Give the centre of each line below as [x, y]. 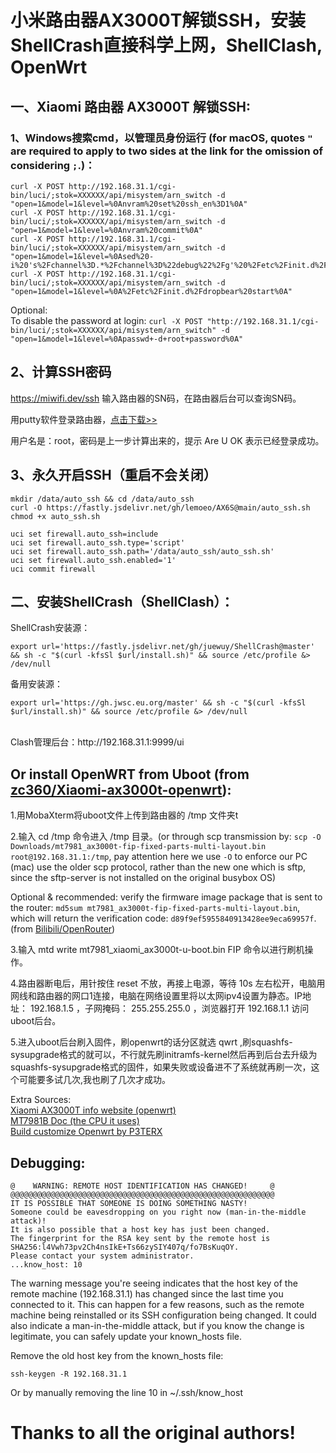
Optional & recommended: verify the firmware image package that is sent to [166, 897]
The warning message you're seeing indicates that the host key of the [154, 1283]
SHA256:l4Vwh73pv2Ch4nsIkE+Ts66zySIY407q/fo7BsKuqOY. [125, 1247]
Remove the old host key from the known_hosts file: [117, 1355]
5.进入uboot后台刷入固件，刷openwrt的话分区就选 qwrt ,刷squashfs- [151, 1042]
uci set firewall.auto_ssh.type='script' [98, 542]
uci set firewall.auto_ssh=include [84, 534]
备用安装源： [36, 684]
